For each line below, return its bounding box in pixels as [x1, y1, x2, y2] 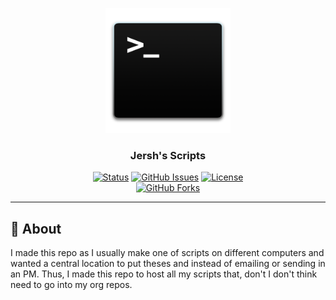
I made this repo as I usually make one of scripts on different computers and [10, 247, 325, 259]
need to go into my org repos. [10, 279, 133, 291]
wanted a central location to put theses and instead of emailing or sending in [10, 258, 326, 270]
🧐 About [10, 220, 62, 237]
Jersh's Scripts [129, 148, 207, 162]
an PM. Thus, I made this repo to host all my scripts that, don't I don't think [10, 268, 318, 280]
